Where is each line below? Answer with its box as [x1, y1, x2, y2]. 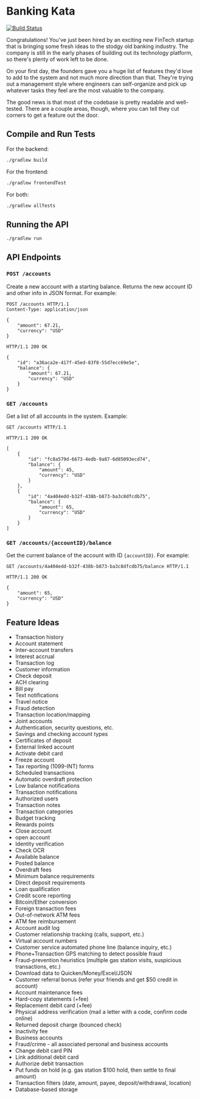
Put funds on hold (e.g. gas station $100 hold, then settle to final [15, 1066, 176, 1074]
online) [15, 1014, 33, 1022]
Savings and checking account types [15, 730, 108, 738]
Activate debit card [15, 750, 63, 757]
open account [15, 834, 50, 841]
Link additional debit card [15, 1053, 79, 1061]
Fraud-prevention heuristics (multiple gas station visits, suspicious [15, 957, 182, 964]
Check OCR [15, 847, 45, 854]
